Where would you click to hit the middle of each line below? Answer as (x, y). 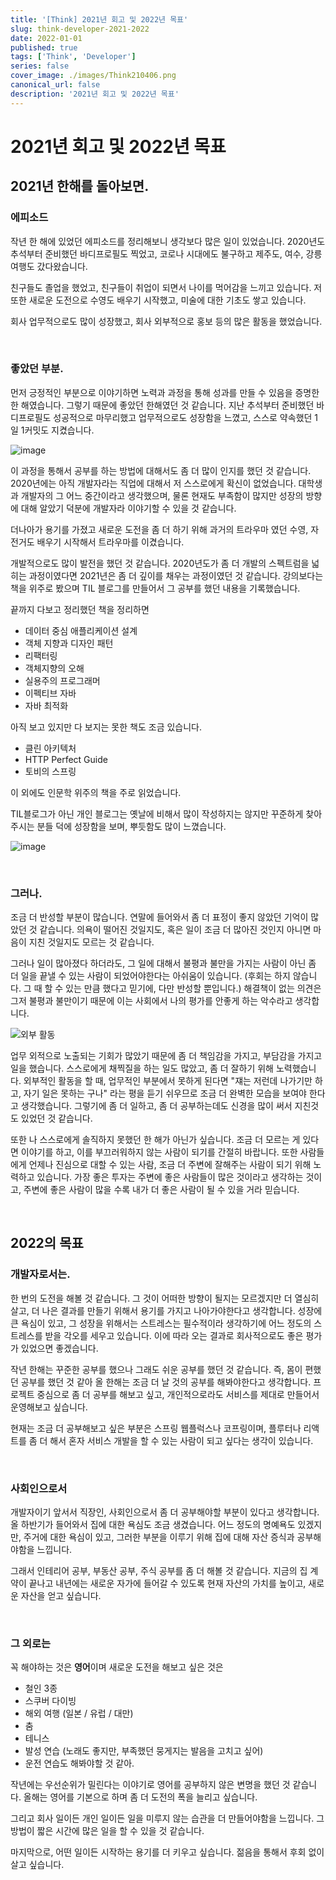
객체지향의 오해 (54, 668)
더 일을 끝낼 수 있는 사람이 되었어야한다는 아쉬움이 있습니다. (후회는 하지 (150, 976)
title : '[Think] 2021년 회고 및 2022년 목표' (99, 19)
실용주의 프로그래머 (62, 680)
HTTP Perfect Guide (66, 759)
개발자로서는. (40, 1274)
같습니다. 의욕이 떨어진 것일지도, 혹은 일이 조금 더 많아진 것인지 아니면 (175, 930)
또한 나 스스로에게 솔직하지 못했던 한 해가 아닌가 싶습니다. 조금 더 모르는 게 (155, 1140)
